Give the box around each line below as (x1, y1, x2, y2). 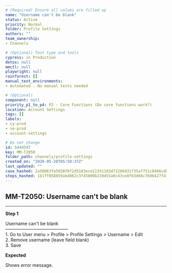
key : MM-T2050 (5, 150, 36, 155)
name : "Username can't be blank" (5, 12, 77, 17)
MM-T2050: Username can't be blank (5, 193, 128, 201)
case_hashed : (5, 169, 33, 174)
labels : (5, 116, 22, 122)
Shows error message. (5, 262, 53, 268)
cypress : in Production (5, 55, 56, 60)
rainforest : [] (5, 74, 38, 79)
